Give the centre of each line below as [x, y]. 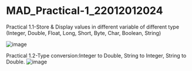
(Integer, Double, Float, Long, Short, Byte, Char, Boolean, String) [84, 33]
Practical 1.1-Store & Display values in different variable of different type [93, 27]
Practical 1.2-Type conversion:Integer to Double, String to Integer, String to [96, 55]
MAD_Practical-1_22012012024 [85, 11]
